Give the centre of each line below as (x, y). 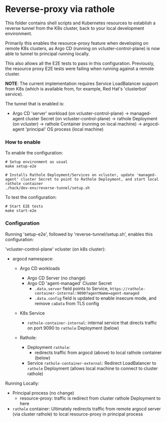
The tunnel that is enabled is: (35, 103)
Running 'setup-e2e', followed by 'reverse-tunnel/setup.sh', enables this (79, 234)
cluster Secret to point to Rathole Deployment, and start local (90, 179)
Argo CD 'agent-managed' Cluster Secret (69, 283)
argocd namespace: (33, 258)
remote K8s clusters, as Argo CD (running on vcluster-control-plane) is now (83, 48)
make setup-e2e (21, 167)
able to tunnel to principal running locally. (47, 54)
